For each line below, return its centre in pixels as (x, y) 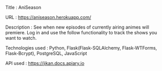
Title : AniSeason (23, 7)
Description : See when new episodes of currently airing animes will (77, 27)
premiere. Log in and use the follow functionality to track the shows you (81, 32)
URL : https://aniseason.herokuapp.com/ (48, 17)
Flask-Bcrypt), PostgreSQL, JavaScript (46, 53)
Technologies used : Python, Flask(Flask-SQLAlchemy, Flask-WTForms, (81, 48)
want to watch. (21, 38)
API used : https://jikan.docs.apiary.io (45, 63)
